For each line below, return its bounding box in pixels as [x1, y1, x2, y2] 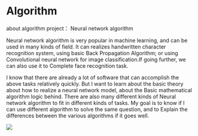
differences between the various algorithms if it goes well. [6, 112, 150, 119]
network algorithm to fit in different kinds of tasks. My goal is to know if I [6, 99, 185, 106]
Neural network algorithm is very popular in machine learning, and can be [6, 37, 188, 44]
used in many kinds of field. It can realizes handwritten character [6, 43, 166, 50]
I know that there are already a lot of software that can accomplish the [6, 74, 179, 81]
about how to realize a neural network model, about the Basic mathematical [6, 86, 193, 93]
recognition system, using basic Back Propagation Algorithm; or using [6, 49, 178, 56]
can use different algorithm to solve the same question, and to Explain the [6, 105, 188, 113]
